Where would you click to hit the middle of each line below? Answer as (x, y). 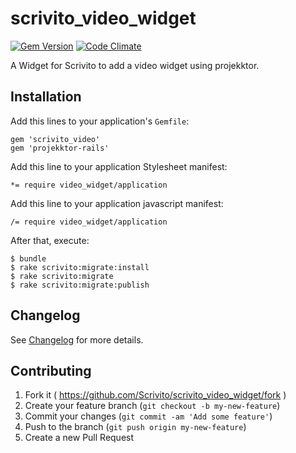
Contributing (51, 370)
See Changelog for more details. (77, 339)
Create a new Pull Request (79, 438)
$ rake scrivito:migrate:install (80, 267)
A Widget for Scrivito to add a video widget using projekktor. (135, 65)
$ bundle (28, 258)
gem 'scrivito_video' (55, 139)
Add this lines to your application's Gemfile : (100, 121)
